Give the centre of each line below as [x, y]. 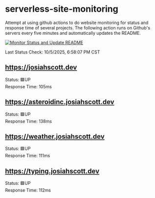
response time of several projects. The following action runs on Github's [78, 27]
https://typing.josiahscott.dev [52, 171]
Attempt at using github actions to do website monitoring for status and [77, 23]
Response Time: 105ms [29, 86]
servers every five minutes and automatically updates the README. [73, 33]
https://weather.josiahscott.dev [55, 136]
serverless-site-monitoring [62, 9]
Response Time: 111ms [28, 156]
